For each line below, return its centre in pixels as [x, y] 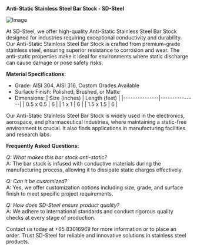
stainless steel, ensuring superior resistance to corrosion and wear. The [93, 50]
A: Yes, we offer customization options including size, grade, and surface [95, 187]
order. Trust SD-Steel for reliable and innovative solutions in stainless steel [96, 235]
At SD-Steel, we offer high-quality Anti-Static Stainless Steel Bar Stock [92, 31]
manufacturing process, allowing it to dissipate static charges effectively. [95, 170]
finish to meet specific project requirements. [60, 194]
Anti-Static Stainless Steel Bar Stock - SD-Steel [65, 9]
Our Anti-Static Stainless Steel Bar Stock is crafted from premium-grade [93, 44]
